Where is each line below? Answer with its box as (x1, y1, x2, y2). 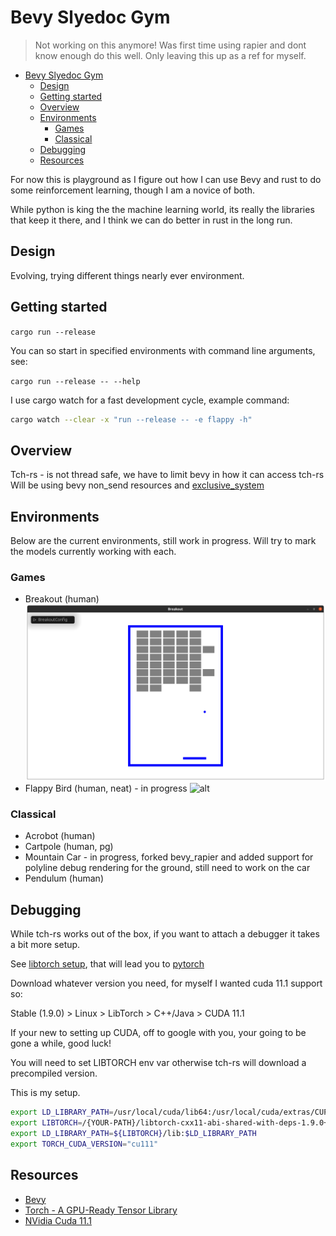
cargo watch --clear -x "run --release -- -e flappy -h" (10, 414, 253, 425)
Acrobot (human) (24, 830, 96, 842)
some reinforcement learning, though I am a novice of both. (10, 184, 256, 196)
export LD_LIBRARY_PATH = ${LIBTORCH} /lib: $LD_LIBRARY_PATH (10, 1128, 257, 1138)
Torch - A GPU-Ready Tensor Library (24, 1204, 178, 1216)
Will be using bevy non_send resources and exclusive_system (10, 479, 265, 491)
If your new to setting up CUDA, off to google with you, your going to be (10, 1027, 307, 1039)
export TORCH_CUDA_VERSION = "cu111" (10, 1139, 159, 1149)
